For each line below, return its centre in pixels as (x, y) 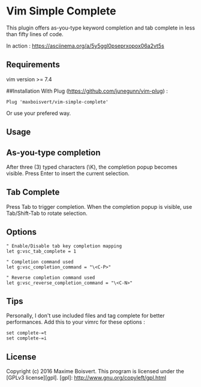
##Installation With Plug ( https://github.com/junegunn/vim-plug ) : (87, 91)
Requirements (33, 65)
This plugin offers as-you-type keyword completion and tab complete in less (100, 28)
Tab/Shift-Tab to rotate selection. (47, 213)
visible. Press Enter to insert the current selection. (68, 173)
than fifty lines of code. (35, 34)
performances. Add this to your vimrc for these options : (76, 322)
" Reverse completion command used (51, 277)
